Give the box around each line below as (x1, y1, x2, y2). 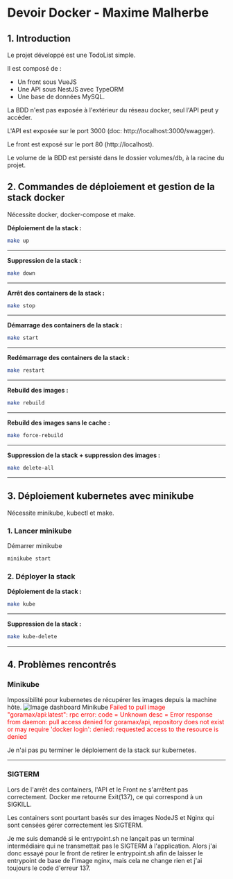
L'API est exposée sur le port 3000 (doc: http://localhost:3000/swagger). (7, 127, 216, 135)
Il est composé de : (7, 65, 62, 72)
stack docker (7, 192, 65, 204)
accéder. (7, 113, 33, 121)
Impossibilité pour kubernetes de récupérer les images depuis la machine (7, 695, 217, 703)
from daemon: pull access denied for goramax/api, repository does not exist (7, 717, 225, 726)
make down (7, 269, 36, 277)
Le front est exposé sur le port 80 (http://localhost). (7, 140, 155, 148)
